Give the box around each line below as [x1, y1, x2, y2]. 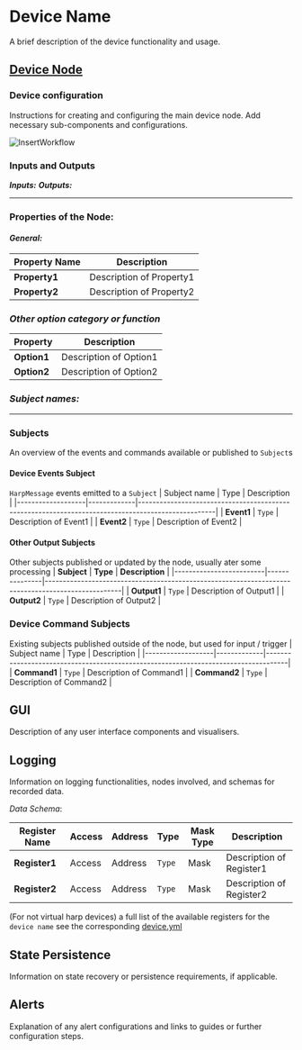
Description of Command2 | [9, 676, 112, 687]
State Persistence [9, 947, 111, 963]
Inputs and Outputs [9, 159, 96, 172]
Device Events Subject [9, 467, 96, 478]
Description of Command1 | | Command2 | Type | [86, 666, 268, 677]
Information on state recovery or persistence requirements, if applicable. [9, 971, 279, 982]
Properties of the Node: [9, 210, 114, 222]
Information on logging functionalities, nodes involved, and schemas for [9, 776, 275, 787]
